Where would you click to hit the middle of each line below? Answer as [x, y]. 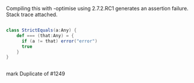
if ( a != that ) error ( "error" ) [59, 41]
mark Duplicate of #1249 [36, 74]
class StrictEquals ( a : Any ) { [41, 30]
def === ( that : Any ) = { [45, 35]
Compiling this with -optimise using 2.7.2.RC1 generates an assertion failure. [97, 8]
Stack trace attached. [32, 15]
